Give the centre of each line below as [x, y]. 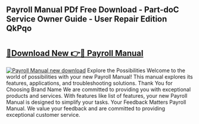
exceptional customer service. [43, 115]
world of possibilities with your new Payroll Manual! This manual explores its [99, 77]
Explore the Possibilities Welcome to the [136, 70]
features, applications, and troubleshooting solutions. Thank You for [89, 83]
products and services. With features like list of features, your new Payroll [97, 96]
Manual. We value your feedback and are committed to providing [86, 108]
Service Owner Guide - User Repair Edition [87, 19]
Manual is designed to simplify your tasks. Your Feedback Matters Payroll [96, 102]
